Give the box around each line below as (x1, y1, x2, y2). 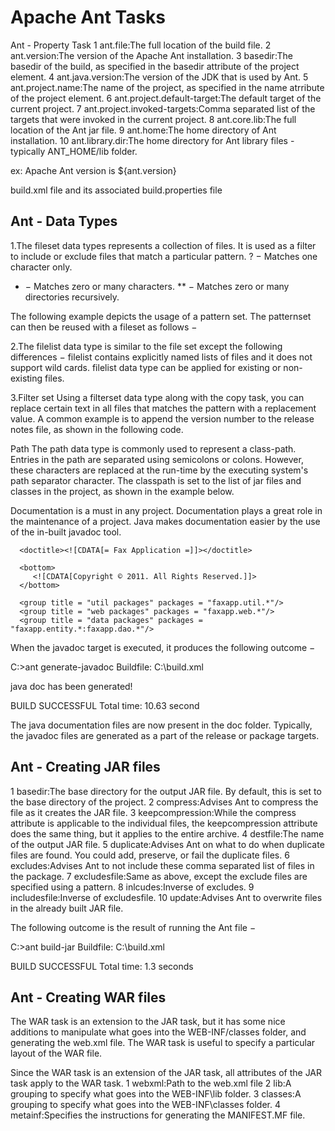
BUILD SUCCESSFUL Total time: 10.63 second (10, 699, 200, 711)
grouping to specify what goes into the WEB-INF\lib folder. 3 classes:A (10, 1088, 302, 1100)
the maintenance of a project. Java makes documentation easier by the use (10, 515, 321, 527)
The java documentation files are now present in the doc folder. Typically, (10, 719, 313, 731)
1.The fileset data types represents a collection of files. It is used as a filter (10, 239, 317, 251)
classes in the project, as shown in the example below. (10, 485, 235, 497)
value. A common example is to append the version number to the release (10, 412, 315, 425)
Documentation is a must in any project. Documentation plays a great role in (10, 504, 323, 516)
